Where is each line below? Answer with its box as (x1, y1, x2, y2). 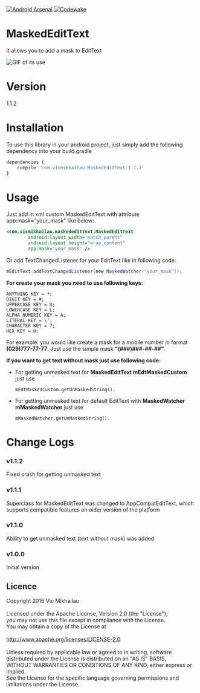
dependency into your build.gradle (6, 147, 92, 154)
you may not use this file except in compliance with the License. (6, 616, 166, 623)
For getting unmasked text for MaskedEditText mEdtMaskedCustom (15, 368, 187, 376)
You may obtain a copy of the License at (6, 623, 107, 630)
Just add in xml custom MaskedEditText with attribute (6, 210, 140, 218)
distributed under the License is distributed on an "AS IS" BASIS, (6, 655, 167, 662)
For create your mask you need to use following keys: (6, 279, 143, 287)
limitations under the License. (6, 680, 80, 688)
